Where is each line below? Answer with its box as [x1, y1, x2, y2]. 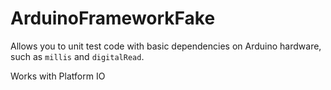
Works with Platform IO [10, 70, 106, 82]
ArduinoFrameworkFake [10, 7, 216, 30]
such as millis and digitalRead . [10, 50, 145, 62]
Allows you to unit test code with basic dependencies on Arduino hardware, [10, 40, 322, 52]
